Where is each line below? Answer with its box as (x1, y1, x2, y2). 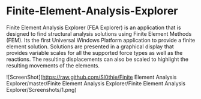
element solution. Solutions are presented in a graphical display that (6, 43, 174, 50)
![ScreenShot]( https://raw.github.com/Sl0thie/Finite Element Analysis (6, 73, 177, 81)
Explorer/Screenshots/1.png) (6, 86, 77, 93)
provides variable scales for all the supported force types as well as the (6, 49, 183, 56)
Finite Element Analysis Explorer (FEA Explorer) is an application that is (6, 24, 181, 31)
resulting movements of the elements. (6, 61, 100, 69)
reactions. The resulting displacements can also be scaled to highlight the (6, 55, 189, 63)
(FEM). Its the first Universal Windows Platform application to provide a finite (6, 36, 196, 44)
